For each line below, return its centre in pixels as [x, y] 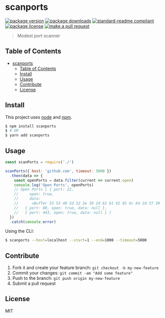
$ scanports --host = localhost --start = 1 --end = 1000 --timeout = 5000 [76, 240]
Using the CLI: [20, 231]
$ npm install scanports [31, 126]
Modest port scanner [39, 36]
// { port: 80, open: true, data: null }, [61, 208]
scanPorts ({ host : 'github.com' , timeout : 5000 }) [58, 171]
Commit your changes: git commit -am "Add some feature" [73, 273]
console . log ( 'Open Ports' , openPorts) [54, 185]
